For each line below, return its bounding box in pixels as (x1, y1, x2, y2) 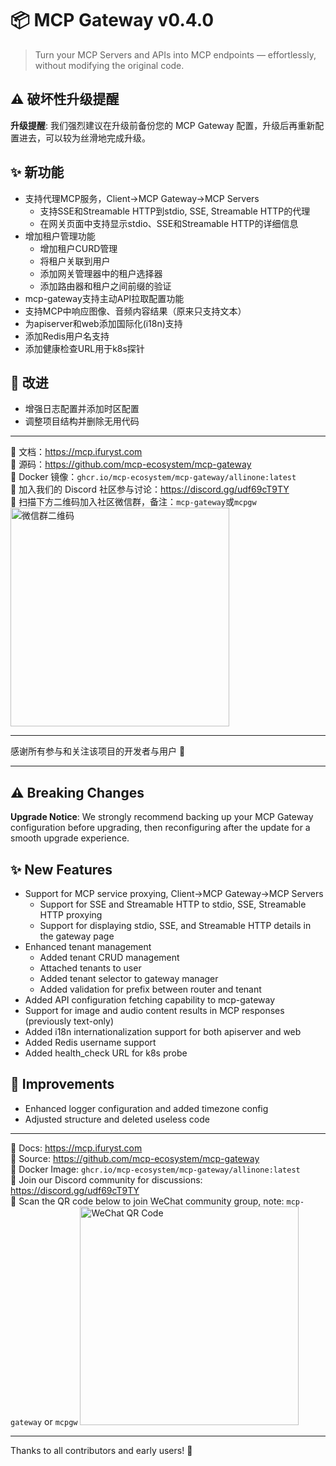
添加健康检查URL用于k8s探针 (24, 342, 145, 354)
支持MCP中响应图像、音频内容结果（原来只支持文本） (24, 305, 247, 317)
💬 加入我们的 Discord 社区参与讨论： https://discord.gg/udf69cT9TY (10, 483, 290, 496)
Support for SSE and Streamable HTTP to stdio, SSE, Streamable (39, 898, 307, 910)
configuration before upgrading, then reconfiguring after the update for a (10, 822, 311, 834)
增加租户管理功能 (24, 230, 96, 242)
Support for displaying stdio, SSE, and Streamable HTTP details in (39, 920, 312, 931)
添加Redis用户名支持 (24, 330, 110, 342)
